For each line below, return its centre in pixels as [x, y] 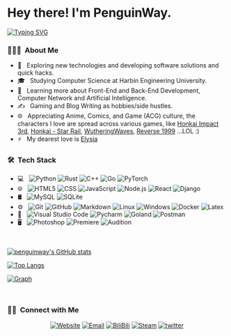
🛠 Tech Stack [32, 160]
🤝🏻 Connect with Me [43, 310]
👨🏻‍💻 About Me [33, 50]
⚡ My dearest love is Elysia [57, 139]
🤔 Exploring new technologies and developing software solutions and [118, 66]
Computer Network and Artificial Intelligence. [82, 98]
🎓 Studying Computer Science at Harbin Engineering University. [112, 81]
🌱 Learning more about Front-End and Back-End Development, [109, 91]
